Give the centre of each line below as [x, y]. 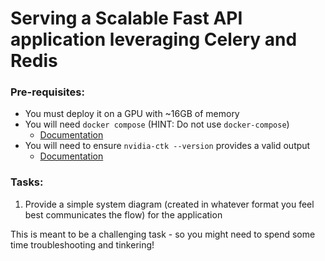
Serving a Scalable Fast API [126, 18]
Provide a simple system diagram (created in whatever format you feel [169, 204]
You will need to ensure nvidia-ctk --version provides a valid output [167, 146]
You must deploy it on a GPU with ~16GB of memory [132, 114]
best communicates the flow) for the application [123, 214]
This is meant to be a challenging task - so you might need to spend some [163, 234]
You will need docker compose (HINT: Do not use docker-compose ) [157, 124]
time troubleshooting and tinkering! [82, 244]
